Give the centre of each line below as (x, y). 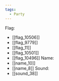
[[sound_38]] (25, 73)
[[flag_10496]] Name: (33, 58)
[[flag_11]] (22, 48)
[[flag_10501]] (25, 53)
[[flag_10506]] (26, 37)
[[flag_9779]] (25, 42)
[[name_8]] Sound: (30, 68)
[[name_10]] (24, 63)
